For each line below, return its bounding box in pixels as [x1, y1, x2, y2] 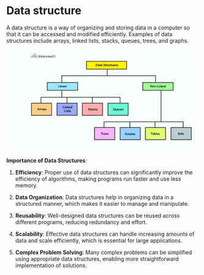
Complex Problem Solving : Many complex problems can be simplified [15, 249, 192, 256]
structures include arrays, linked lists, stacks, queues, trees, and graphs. [6, 37, 189, 44]
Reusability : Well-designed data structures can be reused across [15, 212, 180, 219]
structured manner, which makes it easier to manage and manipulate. [15, 200, 189, 208]
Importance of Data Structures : [6, 157, 87, 164]
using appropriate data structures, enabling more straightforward [15, 255, 179, 263]
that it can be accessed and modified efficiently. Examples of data [6, 30, 173, 37]
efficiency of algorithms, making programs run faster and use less [15, 175, 181, 183]
